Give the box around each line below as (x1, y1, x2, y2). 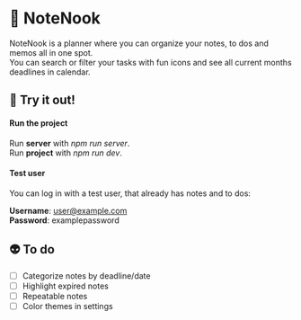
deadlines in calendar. (9, 67, 92, 77)
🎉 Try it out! (9, 93, 76, 108)
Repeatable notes (22, 290, 88, 301)
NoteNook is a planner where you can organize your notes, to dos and (9, 38, 270, 49)
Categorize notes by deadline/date (22, 270, 151, 281)
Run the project (9, 117, 68, 129)
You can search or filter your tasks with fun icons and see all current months (9, 57, 292, 67)
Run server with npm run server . (9, 138, 130, 148)
